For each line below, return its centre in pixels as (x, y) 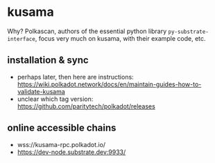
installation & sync (48, 60)
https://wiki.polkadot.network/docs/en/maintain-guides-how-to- (109, 84)
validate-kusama (41, 91)
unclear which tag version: (55, 99)
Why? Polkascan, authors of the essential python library (87, 31)
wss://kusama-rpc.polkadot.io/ (61, 144)
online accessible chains (62, 128)
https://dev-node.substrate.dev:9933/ (71, 152)
